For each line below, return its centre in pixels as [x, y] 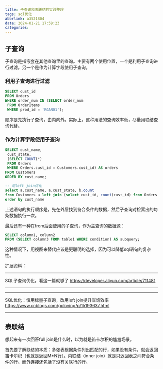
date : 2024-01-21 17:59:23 [32, 23]
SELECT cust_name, [24, 150]
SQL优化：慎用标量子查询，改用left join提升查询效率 [57, 300]
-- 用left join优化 [24, 186]
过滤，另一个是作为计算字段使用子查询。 [49, 67]
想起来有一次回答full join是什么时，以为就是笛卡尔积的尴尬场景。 [70, 339]
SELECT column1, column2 [30, 235]
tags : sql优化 [19, 14]
